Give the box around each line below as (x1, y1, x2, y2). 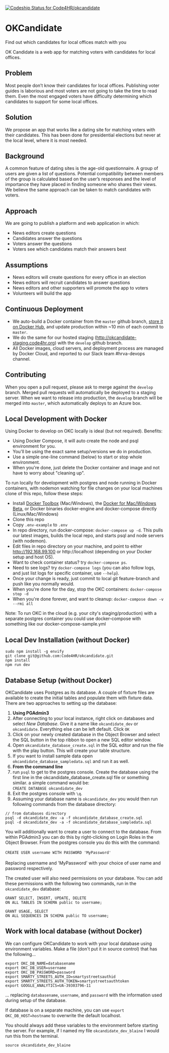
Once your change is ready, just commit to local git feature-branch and (12, 576, 160, 582)
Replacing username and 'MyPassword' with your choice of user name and (5, 860, 161, 866)
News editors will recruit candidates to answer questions (12, 279, 130, 285)
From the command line (12, 763, 63, 770)
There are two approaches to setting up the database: (5, 700, 117, 706)
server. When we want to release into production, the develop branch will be (5, 395, 162, 401)
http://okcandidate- (96, 334, 137, 341)
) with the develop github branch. (54, 340, 123, 346)
